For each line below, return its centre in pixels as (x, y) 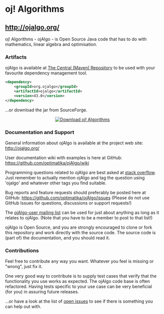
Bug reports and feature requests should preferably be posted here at (76, 192)
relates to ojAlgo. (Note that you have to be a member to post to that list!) (79, 217)
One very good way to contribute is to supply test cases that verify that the (81, 276)
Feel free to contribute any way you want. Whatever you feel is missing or (79, 261)
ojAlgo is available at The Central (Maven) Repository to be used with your (80, 68)
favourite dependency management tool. (46, 73)
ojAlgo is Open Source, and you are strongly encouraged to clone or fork (79, 227)
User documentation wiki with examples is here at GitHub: (64, 157)
